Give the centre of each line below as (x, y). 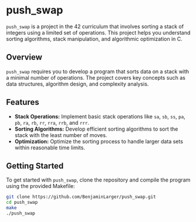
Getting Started (35, 165)
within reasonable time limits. (50, 148)
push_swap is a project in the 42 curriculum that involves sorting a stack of (95, 26)
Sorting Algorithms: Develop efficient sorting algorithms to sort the (96, 129)
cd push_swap (22, 203)
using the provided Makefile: (40, 186)
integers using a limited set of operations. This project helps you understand (98, 32)
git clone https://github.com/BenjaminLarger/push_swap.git (81, 197)
